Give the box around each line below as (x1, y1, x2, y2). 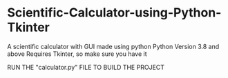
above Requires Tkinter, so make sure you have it (7, 50, 147, 58)
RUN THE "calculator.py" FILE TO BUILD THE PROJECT (7, 63, 164, 71)
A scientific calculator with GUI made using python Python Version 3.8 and (7, 42, 220, 50)
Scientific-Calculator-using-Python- (7, 5, 222, 21)
